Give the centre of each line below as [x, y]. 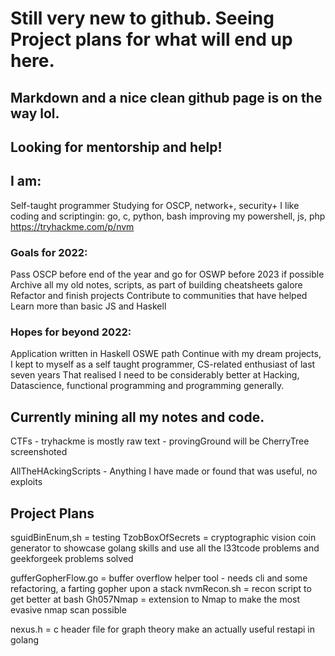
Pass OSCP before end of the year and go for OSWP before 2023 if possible [167, 274]
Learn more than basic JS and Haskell [88, 306]
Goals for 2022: [49, 252]
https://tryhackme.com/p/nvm [72, 226]
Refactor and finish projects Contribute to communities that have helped [159, 296]
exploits [26, 482]
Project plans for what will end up [151, 39]
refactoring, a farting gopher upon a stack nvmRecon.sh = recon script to [161, 588]
